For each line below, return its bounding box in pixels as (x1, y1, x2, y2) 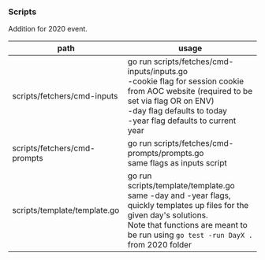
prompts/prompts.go (127, 148, 204, 159)
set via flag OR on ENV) (127, 95, 215, 106)
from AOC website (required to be (127, 86, 253, 97)
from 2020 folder (127, 240, 192, 251)
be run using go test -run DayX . (127, 229, 253, 240)
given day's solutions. (127, 210, 209, 221)
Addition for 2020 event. (8, 24, 88, 34)
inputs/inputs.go (127, 66, 188, 77)
